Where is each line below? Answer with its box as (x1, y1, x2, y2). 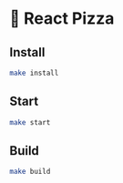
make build (9, 168, 51, 177)
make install (9, 68, 59, 77)
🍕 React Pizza (9, 8, 115, 29)
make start (9, 117, 51, 127)
